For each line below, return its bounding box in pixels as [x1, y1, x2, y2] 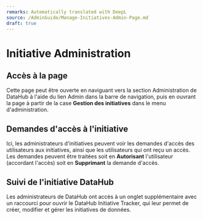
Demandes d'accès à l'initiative [6, 123, 129, 134]
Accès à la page [6, 71, 68, 81]
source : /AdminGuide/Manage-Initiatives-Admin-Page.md [6, 15, 149, 21]
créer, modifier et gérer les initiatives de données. [6, 206, 131, 213]
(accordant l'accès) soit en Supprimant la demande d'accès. [6, 159, 160, 167]
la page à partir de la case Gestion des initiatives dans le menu [6, 100, 166, 107]
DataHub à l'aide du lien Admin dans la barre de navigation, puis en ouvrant [6, 93, 196, 100]
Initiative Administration [6, 46, 131, 60]
